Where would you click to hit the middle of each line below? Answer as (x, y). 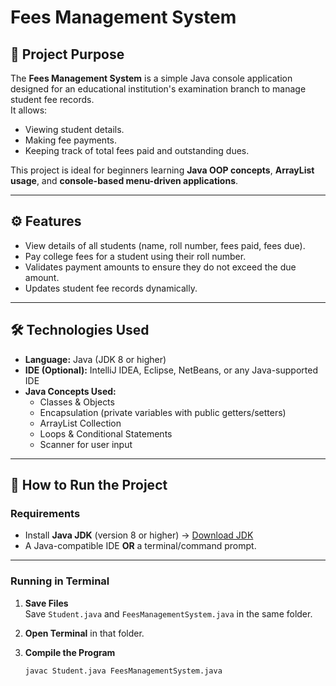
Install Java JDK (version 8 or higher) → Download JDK (139, 535)
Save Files (46, 603)
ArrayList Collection (80, 423)
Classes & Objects (77, 402)
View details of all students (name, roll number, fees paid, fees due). (165, 245)
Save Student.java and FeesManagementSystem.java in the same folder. (168, 613)
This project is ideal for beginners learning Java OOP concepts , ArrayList (162, 170)
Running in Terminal (60, 581)
